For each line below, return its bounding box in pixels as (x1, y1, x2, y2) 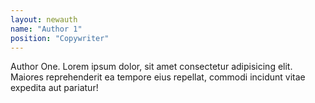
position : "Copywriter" (10, 33, 110, 43)
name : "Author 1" (10, 24, 83, 34)
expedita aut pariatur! (10, 82, 99, 94)
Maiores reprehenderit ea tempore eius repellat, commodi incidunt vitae (10, 71, 306, 83)
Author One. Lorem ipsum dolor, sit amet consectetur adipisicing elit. (10, 61, 293, 73)
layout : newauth (10, 14, 78, 25)
